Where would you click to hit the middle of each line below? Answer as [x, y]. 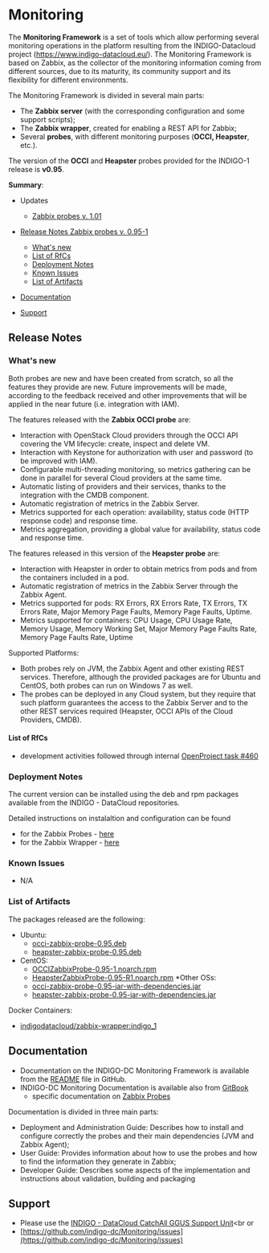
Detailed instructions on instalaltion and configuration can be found [120, 819]
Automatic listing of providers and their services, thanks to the [123, 486]
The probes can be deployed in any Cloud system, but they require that [138, 694]
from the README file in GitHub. [73, 1078]
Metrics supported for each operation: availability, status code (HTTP [134, 511]
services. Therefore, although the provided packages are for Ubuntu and [140, 676]
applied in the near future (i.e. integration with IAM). [94, 404]
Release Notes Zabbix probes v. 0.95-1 [84, 232]
